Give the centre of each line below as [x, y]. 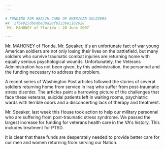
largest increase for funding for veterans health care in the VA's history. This [82, 122]
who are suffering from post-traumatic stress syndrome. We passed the [78, 117]
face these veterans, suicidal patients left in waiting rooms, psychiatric [77, 97]
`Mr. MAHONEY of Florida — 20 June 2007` [48, 28]
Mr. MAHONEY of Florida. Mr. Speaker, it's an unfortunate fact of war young [82, 46]
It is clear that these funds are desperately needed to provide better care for [82, 137]
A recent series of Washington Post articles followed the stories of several [80, 82]
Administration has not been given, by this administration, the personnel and [82, 67]
